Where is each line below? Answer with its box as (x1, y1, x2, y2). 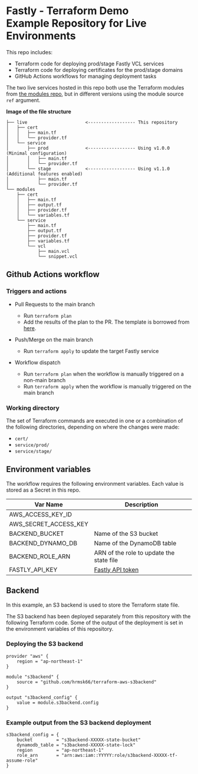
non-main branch (23, 376, 66, 384)
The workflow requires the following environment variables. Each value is (6, 480, 184, 487)
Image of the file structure (6, 108, 72, 115)
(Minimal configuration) (6, 150, 67, 156)
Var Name (34, 500, 63, 508)
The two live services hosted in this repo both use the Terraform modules (6, 84, 184, 91)
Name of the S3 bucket (94, 529, 158, 538)
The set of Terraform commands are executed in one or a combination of (6, 417, 183, 424)
